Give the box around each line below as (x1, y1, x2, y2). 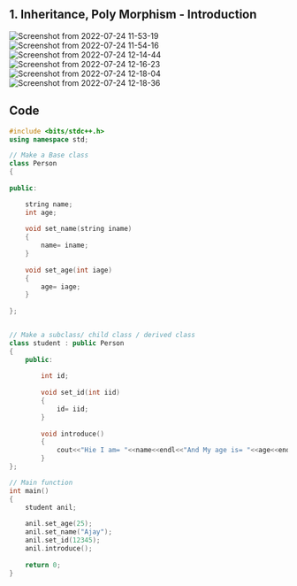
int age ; (25, 208, 57, 217)
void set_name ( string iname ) (25, 225, 133, 234)
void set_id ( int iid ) (41, 389, 121, 397)
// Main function (9, 478, 73, 487)
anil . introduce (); (25, 544, 93, 552)
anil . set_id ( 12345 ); (25, 536, 101, 544)
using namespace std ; (9, 135, 89, 144)
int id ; (41, 372, 69, 381)
